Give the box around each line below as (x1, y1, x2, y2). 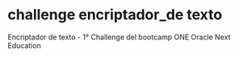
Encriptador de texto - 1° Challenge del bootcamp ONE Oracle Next (7, 32, 231, 42)
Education (7, 40, 41, 50)
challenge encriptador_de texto (7, 6, 223, 24)
